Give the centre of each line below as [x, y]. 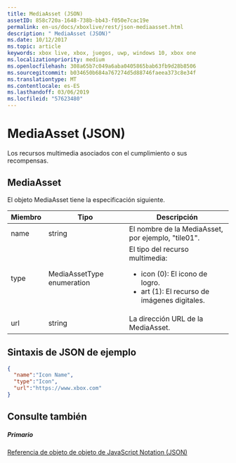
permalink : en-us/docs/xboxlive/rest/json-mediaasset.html [96, 27]
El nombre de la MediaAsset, [176, 229]
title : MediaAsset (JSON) [45, 14]
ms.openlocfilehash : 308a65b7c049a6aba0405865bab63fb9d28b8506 [102, 66]
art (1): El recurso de [175, 291]
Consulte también [47, 417]
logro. [150, 282]
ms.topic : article [34, 46]
